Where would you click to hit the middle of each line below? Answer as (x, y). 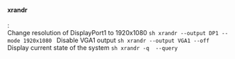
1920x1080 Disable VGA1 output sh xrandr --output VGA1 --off (116, 40)
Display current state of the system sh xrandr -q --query (93, 48)
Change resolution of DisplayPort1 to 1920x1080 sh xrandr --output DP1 (113, 33)
